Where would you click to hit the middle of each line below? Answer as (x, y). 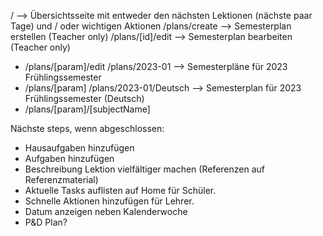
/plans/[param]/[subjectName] (87, 109)
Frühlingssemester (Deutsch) (84, 98)
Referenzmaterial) (61, 179)
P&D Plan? (46, 222)
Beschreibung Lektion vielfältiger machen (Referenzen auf (144, 169)
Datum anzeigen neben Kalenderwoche (106, 211)
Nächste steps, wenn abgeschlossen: (87, 128)
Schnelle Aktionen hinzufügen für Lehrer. (109, 201)
